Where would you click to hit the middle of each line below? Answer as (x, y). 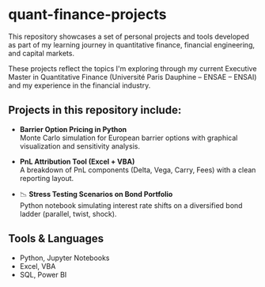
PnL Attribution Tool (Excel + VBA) (77, 161)
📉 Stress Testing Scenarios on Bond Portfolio (96, 194)
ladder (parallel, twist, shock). (68, 213)
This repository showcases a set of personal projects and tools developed (129, 36)
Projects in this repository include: (95, 110)
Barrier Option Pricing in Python (73, 129)
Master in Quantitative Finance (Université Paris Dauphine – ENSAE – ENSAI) (132, 77)
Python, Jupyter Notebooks (64, 258)
